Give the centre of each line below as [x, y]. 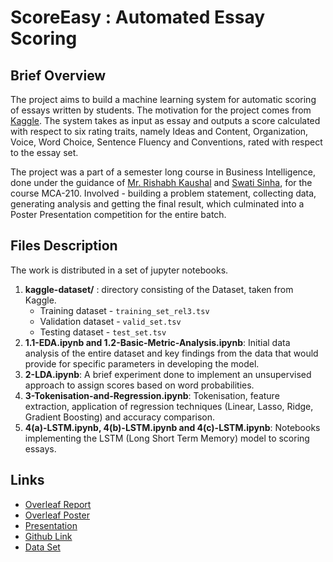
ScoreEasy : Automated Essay [138, 17]
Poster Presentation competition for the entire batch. [118, 214]
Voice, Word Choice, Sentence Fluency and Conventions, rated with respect [166, 142]
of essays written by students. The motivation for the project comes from [161, 110]
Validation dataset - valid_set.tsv [110, 321]
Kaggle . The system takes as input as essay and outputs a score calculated [165, 120]
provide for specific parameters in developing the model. [142, 363]
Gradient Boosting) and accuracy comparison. [120, 417]
